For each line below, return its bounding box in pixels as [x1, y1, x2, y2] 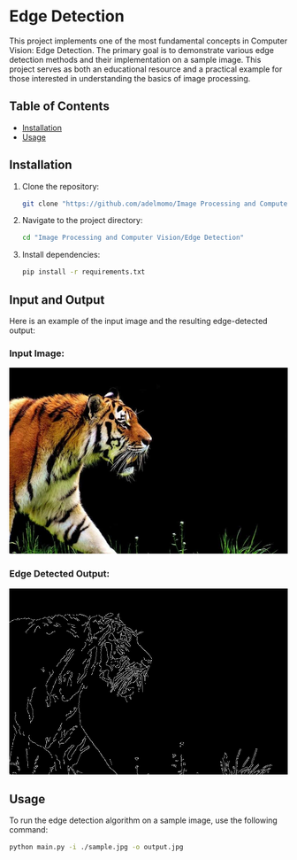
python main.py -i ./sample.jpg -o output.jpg [9, 843, 184, 852]
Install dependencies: [21, 250, 101, 260]
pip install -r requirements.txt [21, 267, 146, 276]
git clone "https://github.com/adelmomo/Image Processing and [21, 199, 256, 208]
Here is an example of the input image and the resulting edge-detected [9, 316, 268, 326]
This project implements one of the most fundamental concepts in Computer [9, 35, 288, 46]
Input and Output [9, 292, 105, 307]
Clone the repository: [21, 181, 100, 191]
